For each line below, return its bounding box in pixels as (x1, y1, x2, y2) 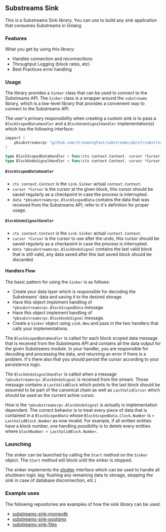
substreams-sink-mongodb (12, 511, 68, 517)
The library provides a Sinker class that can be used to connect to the (5, 90, 147, 96)
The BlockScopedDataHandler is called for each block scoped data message (5, 335, 158, 341)
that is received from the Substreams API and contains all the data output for (5, 340, 161, 346)
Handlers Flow (5, 268, 36, 274)
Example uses (5, 490, 40, 497)
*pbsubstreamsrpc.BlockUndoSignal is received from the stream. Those (5, 376, 149, 382)
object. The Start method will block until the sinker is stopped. (5, 457, 132, 463)
